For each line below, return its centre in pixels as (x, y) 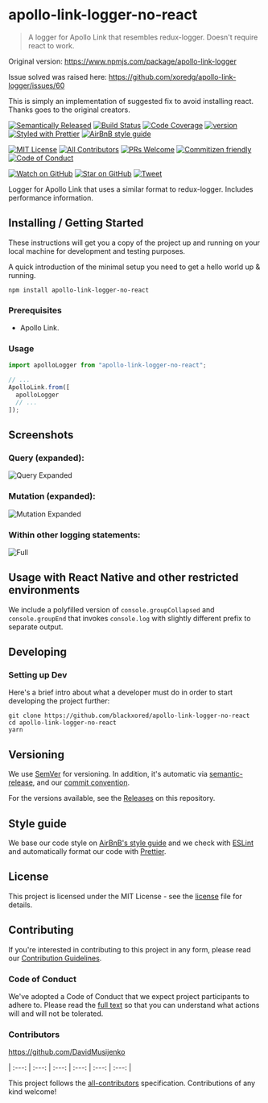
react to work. (51, 45)
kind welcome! (33, 1092)
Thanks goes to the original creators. (70, 110)
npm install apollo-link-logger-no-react (79, 290)
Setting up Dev (38, 675)
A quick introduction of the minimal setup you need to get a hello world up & (134, 267)
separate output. (36, 627)
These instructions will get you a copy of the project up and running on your (134, 243)
